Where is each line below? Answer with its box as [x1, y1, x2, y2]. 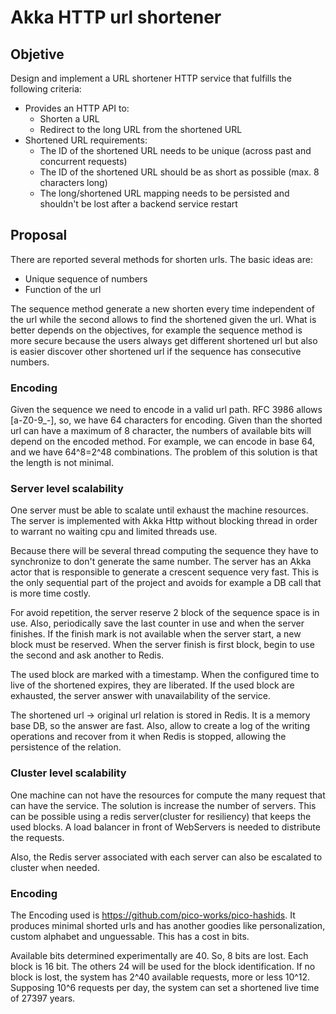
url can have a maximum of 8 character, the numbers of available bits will [10, 425, 312, 437]
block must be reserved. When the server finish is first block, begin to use [10, 639, 315, 651]
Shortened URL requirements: [24, 134, 148, 146]
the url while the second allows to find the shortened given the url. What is [10, 313, 317, 325]
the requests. [10, 831, 65, 843]
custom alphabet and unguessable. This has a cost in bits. [10, 931, 250, 942]
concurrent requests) [39, 156, 128, 167]
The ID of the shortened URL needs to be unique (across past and [39, 145, 312, 156]
